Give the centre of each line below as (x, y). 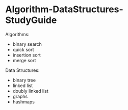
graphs (20, 96)
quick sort (23, 49)
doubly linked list (30, 91)
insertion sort (27, 55)
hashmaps (23, 102)
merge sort (24, 60)
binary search (27, 44)
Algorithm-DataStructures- (64, 9)
